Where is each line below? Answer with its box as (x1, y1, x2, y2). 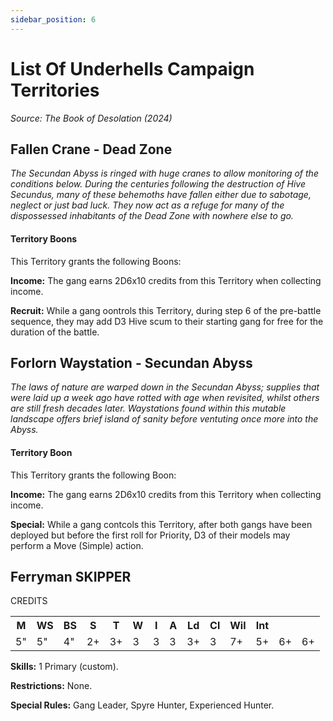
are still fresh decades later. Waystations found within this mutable (10, 402, 287, 415)
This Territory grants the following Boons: (10, 255, 182, 267)
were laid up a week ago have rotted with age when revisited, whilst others (10, 392, 320, 404)
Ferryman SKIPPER (10, 568, 132, 585)
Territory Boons (10, 232, 78, 245)
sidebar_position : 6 (10, 14, 97, 25)
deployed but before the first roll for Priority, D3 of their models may (10, 529, 291, 541)
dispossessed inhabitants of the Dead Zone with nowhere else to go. (10, 210, 294, 222)
